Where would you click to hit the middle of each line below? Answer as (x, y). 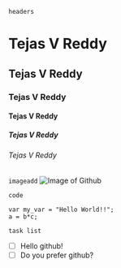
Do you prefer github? (57, 255)
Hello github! (41, 246)
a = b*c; (23, 216)
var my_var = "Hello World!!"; (61, 210)
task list (25, 231)
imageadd (23, 181)
